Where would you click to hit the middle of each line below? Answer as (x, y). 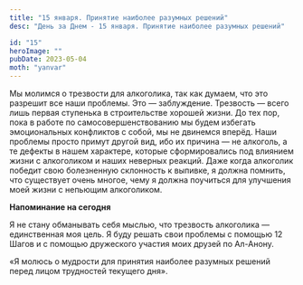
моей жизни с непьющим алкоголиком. (86, 190)
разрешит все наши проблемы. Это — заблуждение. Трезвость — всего (149, 103)
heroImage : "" (36, 51)
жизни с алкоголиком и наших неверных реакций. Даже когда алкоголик (151, 161)
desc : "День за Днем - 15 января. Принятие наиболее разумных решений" (147, 26)
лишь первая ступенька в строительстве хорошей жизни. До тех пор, (145, 113)
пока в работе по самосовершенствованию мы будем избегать (133, 122)
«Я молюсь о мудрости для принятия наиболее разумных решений (140, 261)
